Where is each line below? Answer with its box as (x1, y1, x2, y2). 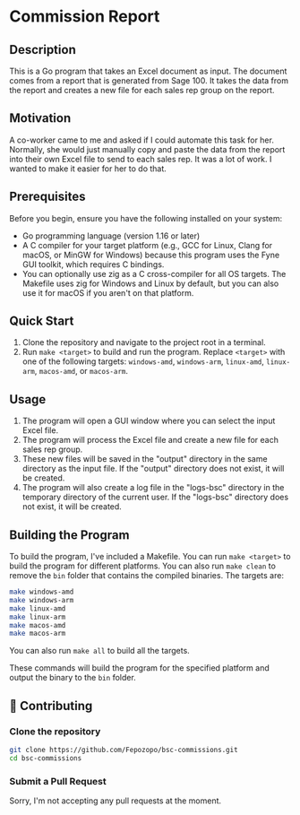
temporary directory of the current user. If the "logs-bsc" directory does (21, 491, 289, 503)
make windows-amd (9, 587, 74, 597)
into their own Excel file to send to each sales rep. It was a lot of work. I (9, 153, 272, 164)
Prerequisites (9, 189, 86, 204)
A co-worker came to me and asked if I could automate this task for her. (9, 134, 275, 145)
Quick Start (9, 314, 74, 329)
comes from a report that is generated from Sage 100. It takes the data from (9, 75, 289, 86)
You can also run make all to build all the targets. (9, 646, 190, 656)
